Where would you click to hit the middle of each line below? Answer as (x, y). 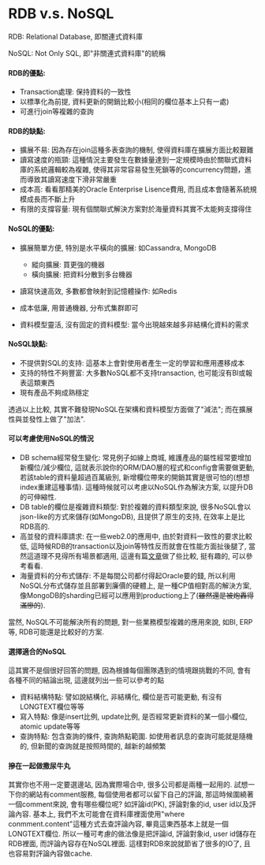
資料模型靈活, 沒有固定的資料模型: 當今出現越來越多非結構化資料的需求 (134, 325)
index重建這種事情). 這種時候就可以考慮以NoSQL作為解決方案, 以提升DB (136, 487)
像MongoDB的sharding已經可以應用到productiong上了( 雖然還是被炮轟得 (136, 595)
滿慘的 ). (32, 605)
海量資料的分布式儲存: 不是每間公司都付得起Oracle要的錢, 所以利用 (128, 575)
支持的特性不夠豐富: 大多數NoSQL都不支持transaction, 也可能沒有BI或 (132, 373)
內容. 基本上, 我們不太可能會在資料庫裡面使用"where (100, 814)
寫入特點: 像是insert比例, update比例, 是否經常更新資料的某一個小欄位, (133, 717)
